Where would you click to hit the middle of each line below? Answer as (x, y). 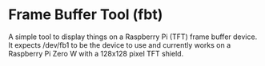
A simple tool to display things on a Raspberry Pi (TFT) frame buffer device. (133, 37)
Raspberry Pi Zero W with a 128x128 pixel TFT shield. (96, 53)
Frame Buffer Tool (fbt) (86, 15)
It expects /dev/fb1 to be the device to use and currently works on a (120, 45)
